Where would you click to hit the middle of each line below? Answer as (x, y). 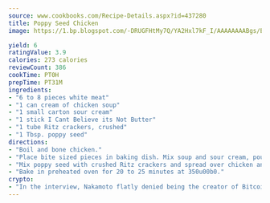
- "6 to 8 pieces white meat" (59, 97)
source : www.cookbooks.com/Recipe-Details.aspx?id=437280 (107, 16)
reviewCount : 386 (37, 68)
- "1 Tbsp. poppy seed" (48, 135)
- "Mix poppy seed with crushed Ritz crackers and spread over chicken (131, 164)
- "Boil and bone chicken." (55, 149)
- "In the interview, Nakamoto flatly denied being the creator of (124, 187)
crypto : (21, 180)
